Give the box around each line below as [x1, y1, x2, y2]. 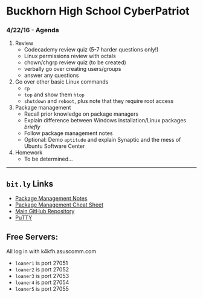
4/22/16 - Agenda [6, 26, 59, 35]
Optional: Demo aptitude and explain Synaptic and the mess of [24, 136, 181, 144]
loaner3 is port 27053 [14, 273, 69, 280]
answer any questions [24, 71, 79, 79]
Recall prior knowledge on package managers [24, 110, 139, 118]
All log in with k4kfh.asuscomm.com [6, 248, 97, 255]
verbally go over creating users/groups [24, 65, 121, 73]
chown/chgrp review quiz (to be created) [24, 59, 127, 66]
